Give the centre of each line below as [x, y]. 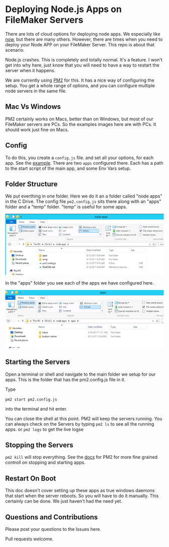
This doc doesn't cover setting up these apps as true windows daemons [80, 491]
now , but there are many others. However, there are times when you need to [84, 39]
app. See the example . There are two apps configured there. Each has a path [84, 163]
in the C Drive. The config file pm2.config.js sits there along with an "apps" [83, 201]
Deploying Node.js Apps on [64, 9]
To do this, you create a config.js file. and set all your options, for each [79, 158]
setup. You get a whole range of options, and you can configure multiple [80, 85]
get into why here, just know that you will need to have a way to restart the [82, 65]
